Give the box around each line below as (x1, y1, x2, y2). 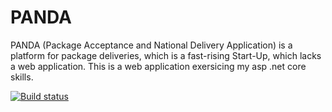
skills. (10, 71, 34, 83)
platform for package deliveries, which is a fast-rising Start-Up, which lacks (10, 49, 322, 61)
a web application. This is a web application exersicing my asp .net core (10, 60, 307, 72)
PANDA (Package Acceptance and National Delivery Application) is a (10, 39, 293, 51)
